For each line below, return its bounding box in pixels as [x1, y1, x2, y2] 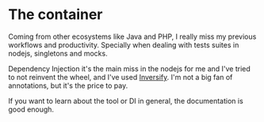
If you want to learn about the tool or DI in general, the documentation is [8, 96, 243, 105]
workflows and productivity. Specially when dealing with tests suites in [8, 40, 239, 49]
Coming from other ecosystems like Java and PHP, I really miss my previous [8, 32, 257, 41]
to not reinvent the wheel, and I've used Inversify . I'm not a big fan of [8, 72, 233, 82]
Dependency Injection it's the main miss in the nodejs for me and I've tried [8, 63, 251, 73]
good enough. [8, 105, 54, 114]
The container [8, 6, 103, 24]
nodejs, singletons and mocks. [8, 48, 109, 58]
